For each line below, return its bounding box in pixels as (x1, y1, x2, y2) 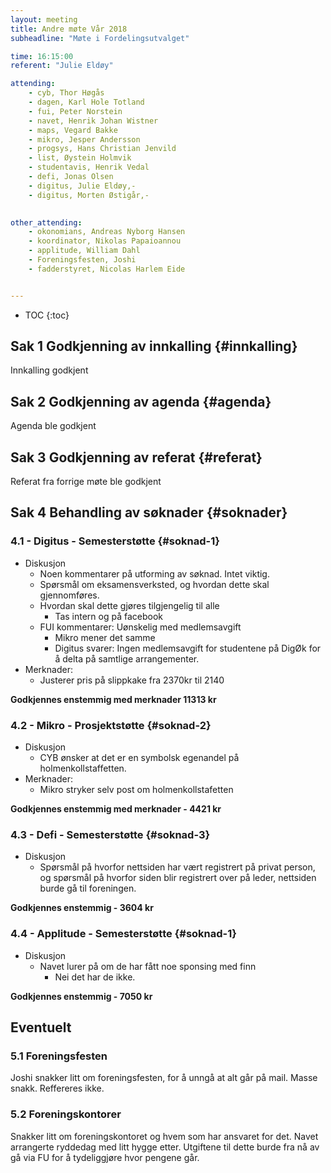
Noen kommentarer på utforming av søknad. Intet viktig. (39, 567, 270, 580)
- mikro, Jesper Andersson (28, 134, 141, 145)
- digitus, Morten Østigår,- (28, 190, 150, 200)
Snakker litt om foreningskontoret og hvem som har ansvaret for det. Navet (10, 1130, 319, 1142)
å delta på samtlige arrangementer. (54, 652, 200, 665)
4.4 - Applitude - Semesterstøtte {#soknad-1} (10, 927, 237, 941)
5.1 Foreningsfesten (10, 1049, 108, 1063)
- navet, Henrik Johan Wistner (28, 116, 159, 126)
